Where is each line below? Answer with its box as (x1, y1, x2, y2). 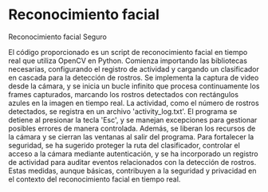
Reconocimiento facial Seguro (8, 32, 108, 41)
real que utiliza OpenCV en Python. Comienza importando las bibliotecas (8, 56, 247, 65)
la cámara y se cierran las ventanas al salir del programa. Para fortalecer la (8, 131, 254, 141)
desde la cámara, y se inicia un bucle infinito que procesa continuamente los (8, 81, 261, 91)
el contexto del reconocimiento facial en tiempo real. (8, 174, 181, 184)
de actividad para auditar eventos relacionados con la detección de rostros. (8, 157, 257, 167)
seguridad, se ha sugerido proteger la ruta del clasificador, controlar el (8, 140, 241, 150)
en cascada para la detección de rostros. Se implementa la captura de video (8, 72, 259, 82)
